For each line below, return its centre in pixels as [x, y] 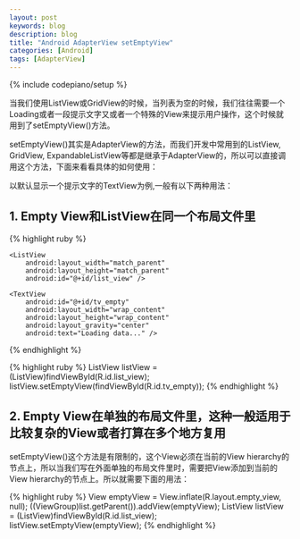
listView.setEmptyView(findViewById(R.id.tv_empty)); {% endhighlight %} [144, 386]
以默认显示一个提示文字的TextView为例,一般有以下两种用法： [121, 185]
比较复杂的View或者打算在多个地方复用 [117, 433]
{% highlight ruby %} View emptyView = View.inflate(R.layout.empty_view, [145, 496]
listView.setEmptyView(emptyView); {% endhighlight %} [112, 525]
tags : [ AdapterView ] [48, 59]
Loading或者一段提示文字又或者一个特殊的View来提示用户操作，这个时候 [143, 114]
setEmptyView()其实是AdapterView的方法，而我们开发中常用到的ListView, [145, 144]
